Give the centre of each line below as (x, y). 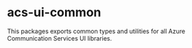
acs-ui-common (54, 13)
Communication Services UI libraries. (60, 38)
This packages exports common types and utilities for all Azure (96, 31)
